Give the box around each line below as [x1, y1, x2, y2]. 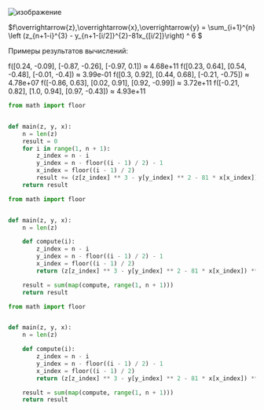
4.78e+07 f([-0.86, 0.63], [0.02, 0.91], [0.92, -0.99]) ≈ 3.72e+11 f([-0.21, [8, 79, 240, 87]
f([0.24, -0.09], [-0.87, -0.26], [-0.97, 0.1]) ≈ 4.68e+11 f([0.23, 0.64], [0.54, [8, 61, 247, 71]
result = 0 [22, 137, 58, 145]
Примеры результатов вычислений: [8, 46, 128, 55]
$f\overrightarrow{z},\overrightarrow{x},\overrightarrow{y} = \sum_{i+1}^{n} [8, 23, 255, 31]
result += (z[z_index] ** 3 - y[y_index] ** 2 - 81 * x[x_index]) [36, 174, 258, 181]
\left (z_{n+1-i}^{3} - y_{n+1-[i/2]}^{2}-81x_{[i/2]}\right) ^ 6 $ [8, 31, 203, 40]
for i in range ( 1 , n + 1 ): [22, 145, 111, 152]
